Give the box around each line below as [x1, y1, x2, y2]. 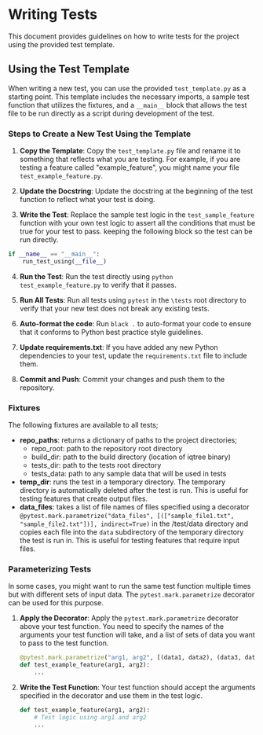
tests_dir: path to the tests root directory [31, 461, 162, 470]
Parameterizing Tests [8, 564, 92, 575]
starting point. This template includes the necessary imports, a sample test [8, 92, 250, 101]
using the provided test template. [8, 39, 115, 49]
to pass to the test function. [19, 638, 109, 648]
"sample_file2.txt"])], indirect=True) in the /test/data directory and [19, 519, 249, 528]
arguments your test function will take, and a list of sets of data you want [19, 630, 255, 640]
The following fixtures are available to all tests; [8, 421, 159, 430]
